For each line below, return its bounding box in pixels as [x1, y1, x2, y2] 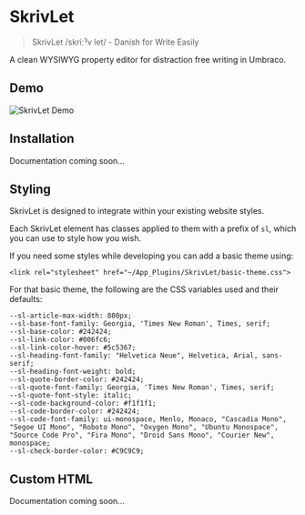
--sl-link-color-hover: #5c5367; [9, 343, 137, 352]
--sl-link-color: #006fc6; [9, 335, 112, 345]
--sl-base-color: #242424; [9, 328, 112, 337]
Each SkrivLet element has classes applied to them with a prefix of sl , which [9, 223, 297, 234]
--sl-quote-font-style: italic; [9, 391, 132, 400]
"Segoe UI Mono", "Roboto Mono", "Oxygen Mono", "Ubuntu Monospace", [9, 423, 280, 432]
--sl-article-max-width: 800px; [9, 311, 132, 320]
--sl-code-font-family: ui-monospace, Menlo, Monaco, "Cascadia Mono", [9, 415, 287, 424]
